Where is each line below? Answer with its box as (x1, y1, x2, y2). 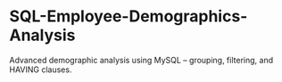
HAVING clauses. (9, 64, 72, 75)
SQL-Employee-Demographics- (9, 6, 248, 27)
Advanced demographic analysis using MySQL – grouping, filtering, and (9, 54, 274, 65)
